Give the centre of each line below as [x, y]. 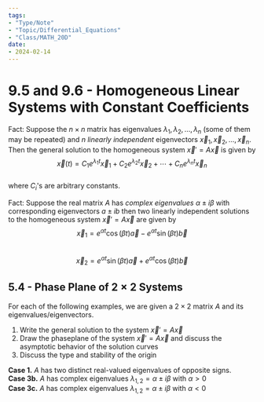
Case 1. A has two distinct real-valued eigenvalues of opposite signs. [120, 370]
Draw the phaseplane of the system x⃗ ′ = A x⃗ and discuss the [121, 338]
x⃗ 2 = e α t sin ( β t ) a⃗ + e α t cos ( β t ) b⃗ [132, 261]
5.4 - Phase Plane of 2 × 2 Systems [95, 287]
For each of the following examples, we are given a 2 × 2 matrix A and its [126, 306]
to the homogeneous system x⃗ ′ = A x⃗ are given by [92, 219]
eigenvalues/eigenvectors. [51, 314]
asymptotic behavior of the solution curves [89, 346]
